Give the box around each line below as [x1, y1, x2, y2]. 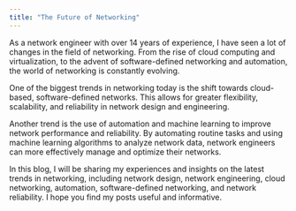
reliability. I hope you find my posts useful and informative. [9, 192, 223, 202]
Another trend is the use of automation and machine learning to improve [9, 118, 271, 129]
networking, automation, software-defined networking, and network [9, 182, 257, 192]
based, [9, 92, 34, 102]
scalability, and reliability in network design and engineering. [9, 101, 230, 111]
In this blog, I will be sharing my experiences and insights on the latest [9, 163, 265, 174]
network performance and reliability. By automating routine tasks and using [9, 127, 283, 138]
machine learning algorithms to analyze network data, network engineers [9, 137, 276, 147]
